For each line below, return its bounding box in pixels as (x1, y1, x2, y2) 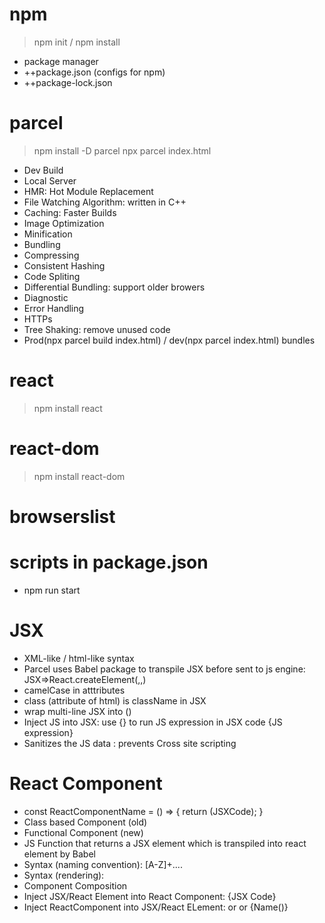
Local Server (23, 174, 77, 187)
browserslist (9, 505, 116, 528)
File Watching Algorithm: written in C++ (23, 196, 187, 208)
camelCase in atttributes (23, 684, 126, 696)
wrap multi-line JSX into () (23, 705, 132, 717)
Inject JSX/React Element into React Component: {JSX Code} (23, 890, 277, 902)
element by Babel (23, 848, 96, 860)
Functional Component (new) (23, 826, 144, 838)
